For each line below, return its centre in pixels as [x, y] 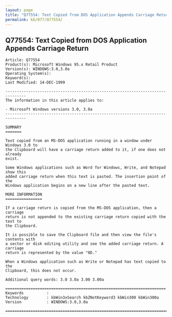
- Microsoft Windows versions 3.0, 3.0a [49, 110]
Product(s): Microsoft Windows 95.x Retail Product [61, 65]
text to [14, 221]
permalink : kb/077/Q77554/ [34, 19]
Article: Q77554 [23, 60]
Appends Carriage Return [47, 48]
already [14, 154]
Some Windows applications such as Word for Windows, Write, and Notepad [86, 168]
